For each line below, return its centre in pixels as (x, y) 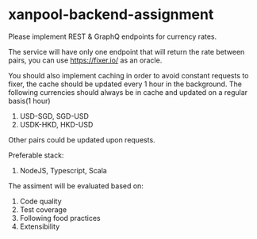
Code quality (40, 201)
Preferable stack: (36, 155)
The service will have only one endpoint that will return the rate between (127, 51)
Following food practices (60, 218)
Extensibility (40, 226)
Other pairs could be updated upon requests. (82, 139)
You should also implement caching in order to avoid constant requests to (128, 75)
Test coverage (43, 209)
